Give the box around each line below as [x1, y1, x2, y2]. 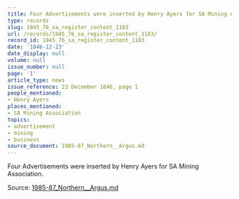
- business [7, 136, 40, 143]
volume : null [7, 57, 46, 64]
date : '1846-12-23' [7, 43, 65, 50]
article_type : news [7, 76, 65, 84]
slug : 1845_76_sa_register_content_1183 [7, 23, 129, 31]
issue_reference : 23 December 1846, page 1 [7, 83, 139, 90]
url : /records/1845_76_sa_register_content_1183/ [7, 30, 158, 38]
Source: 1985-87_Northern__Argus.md [7, 183, 119, 192]
